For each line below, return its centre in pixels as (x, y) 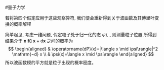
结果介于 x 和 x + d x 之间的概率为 (39, 41)
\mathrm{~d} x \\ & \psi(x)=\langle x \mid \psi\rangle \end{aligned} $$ (83, 54)
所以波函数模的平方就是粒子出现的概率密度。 (51, 63)
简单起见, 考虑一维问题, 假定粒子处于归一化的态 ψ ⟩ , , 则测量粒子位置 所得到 (81, 35)
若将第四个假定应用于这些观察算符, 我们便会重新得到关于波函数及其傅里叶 (80, 18)
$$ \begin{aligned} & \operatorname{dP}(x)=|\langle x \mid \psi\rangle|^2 (83, 49)
